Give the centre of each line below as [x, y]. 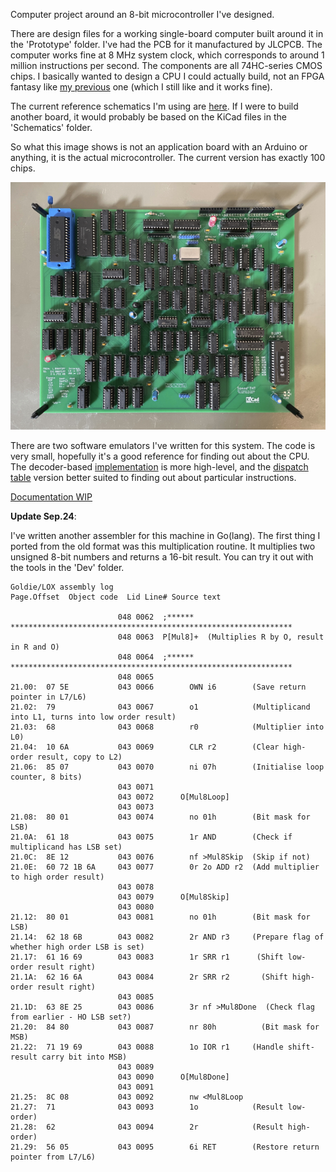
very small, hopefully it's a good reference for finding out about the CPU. [160, 456]
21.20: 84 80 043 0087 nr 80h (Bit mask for [165, 1027]
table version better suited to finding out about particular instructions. [153, 477]
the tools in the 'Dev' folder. [67, 567]
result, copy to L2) [79, 757]
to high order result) [57, 877]
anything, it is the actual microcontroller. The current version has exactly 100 [168, 157]
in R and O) [35, 647]
